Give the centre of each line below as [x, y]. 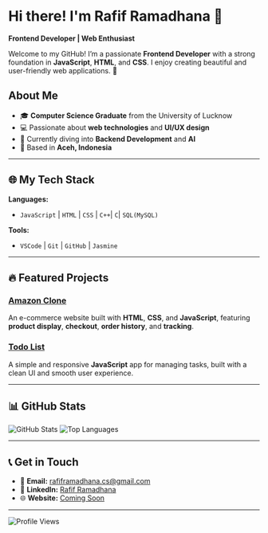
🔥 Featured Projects [59, 278]
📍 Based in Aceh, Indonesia [66, 147]
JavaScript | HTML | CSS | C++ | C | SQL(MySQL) [89, 214]
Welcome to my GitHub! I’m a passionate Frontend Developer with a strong [132, 53]
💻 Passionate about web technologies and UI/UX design [114, 127]
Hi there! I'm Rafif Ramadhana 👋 [116, 16]
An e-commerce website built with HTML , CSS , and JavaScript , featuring [129, 318]
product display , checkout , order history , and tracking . [101, 327]
